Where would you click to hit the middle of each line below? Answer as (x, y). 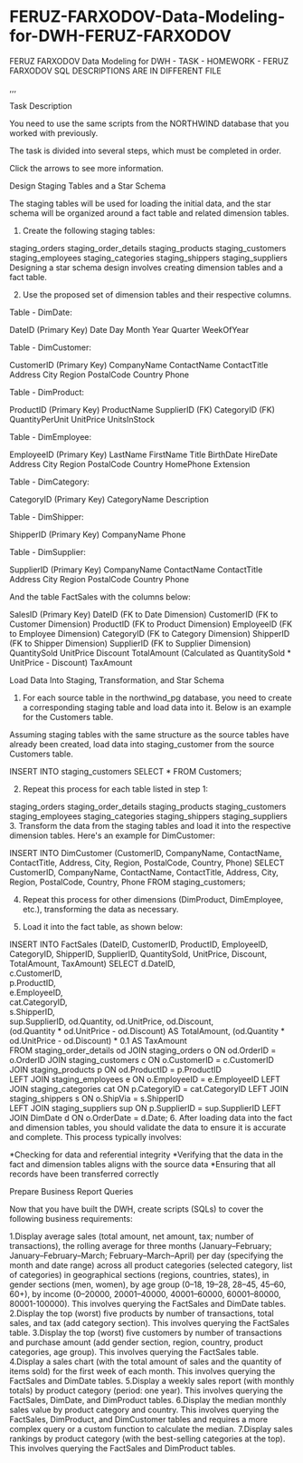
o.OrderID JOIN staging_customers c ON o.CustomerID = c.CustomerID (142, 1059)
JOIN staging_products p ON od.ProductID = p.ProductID (115, 1069)
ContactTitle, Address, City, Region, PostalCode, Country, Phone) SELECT (147, 863)
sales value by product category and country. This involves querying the (144, 1409)
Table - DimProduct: (47, 392)
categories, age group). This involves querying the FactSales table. (134, 1351)
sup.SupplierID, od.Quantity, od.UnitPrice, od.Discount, (112, 1021)
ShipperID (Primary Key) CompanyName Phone (98, 534)
